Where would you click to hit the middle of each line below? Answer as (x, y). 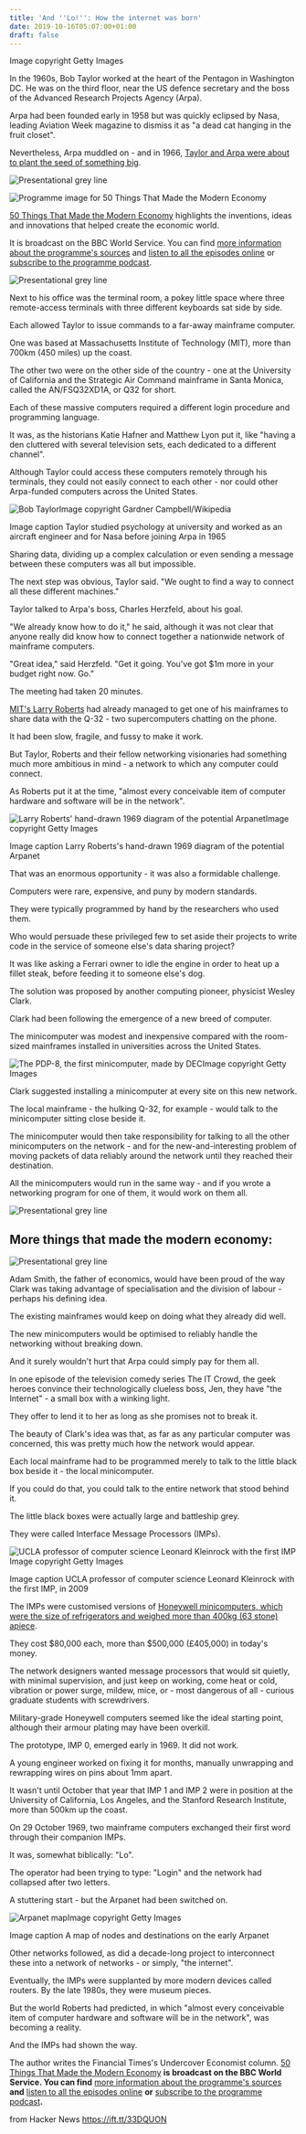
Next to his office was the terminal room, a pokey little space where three (147, 298)
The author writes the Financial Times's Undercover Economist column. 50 (150, 2063)
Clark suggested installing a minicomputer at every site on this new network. (153, 1091)
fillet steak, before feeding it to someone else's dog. (107, 973)
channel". (27, 454)
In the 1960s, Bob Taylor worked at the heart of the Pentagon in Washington (152, 79)
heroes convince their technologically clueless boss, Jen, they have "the (146, 1389)
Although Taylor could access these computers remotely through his (138, 472)
